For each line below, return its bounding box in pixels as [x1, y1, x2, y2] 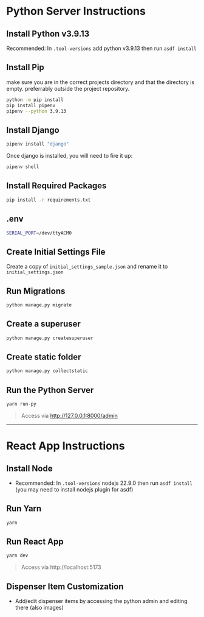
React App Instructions [6, 439, 126, 453]
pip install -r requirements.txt [6, 197, 91, 203]
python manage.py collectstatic [6, 368, 88, 374]
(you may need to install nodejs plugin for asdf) [15, 485, 134, 493]
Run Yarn [6, 504, 42, 514]
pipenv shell [6, 164, 39, 170]
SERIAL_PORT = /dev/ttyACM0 [6, 230, 72, 236]
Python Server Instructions [6, 4, 146, 18]
